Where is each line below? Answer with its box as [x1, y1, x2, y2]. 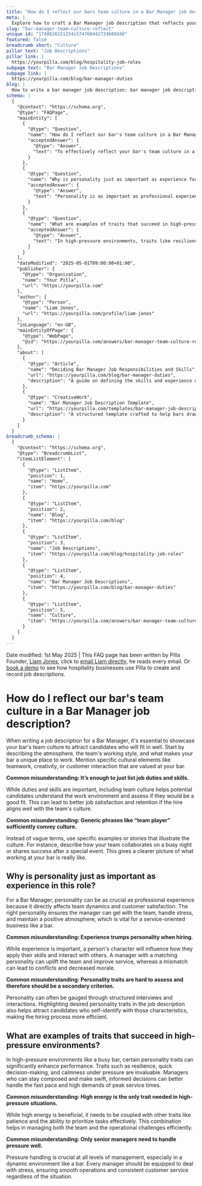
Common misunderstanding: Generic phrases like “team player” [6, 816, 171, 824]
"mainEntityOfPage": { [17, 327, 74, 334]
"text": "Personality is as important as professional [32, 193, 173, 199]
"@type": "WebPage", [22, 333, 74, 339]
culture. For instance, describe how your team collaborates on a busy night [6, 841, 192, 848]
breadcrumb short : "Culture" [6, 43, 79, 49]
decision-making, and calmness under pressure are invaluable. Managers [6, 1069, 188, 1076]
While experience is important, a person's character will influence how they [6, 945, 194, 953]
